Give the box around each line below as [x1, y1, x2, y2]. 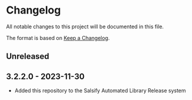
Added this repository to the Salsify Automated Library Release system [14, 87, 186, 94]
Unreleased [6, 51, 50, 62]
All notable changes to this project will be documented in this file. [6, 23, 164, 30]
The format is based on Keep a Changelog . [6, 34, 110, 41]
